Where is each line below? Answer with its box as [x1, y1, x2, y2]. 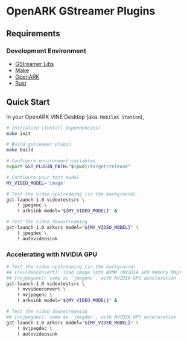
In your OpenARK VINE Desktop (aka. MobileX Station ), [6, 113, 145, 120]
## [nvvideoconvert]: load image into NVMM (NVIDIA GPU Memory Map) [6, 269, 182, 275]
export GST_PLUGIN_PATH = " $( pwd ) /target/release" [6, 163, 131, 170]
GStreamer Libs [14, 60, 54, 67]
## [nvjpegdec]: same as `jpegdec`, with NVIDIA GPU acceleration [6, 314, 177, 320]
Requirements [6, 28, 60, 39]
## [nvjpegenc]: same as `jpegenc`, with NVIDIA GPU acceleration [6, 275, 177, 281]
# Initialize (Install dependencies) [6, 125, 101, 131]
